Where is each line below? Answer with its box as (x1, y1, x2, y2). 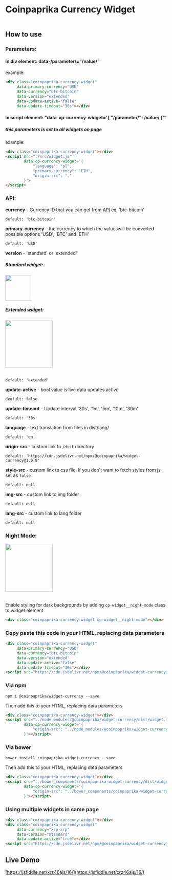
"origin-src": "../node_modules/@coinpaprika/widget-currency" (32, 727, 170, 732)
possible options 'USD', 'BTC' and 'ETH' (5, 231, 90, 237)
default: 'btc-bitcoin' (5, 216, 56, 222)
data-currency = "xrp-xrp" (16, 827, 70, 832)
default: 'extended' (5, 378, 50, 383)
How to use (5, 30, 42, 39)
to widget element (5, 608, 44, 614)
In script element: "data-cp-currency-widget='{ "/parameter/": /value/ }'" (5, 115, 167, 121)
